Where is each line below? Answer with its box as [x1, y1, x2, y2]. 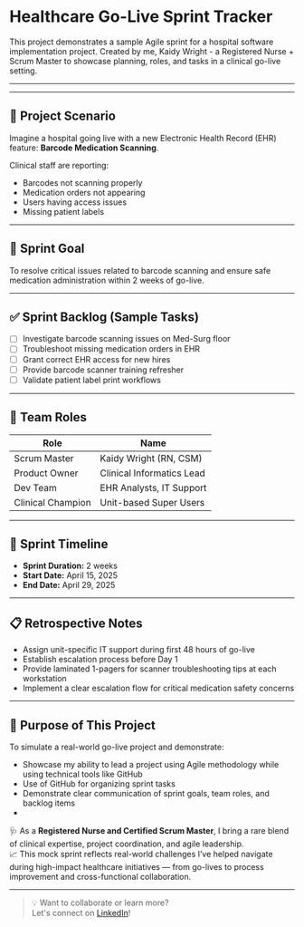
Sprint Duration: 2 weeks [22, 560, 118, 572]
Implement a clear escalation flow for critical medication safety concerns [22, 682, 295, 694]
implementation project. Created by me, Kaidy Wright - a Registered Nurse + [9, 45, 294, 56]
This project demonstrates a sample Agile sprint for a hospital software [9, 36, 274, 47]
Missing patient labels [22, 206, 105, 217]
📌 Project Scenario [9, 109, 116, 124]
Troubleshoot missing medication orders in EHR [22, 343, 201, 354]
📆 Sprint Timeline [9, 536, 109, 552]
